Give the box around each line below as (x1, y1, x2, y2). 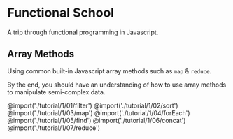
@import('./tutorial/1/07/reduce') (7, 124, 100, 132)
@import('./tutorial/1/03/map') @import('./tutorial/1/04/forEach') (7, 108, 190, 117)
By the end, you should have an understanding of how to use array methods (7, 80, 227, 89)
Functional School (7, 5, 114, 21)
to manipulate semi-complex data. (7, 87, 106, 96)
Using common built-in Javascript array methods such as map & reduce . (7, 66, 212, 75)
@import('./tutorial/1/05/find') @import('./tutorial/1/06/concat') (7, 116, 186, 124)
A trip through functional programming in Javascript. (7, 28, 159, 36)
